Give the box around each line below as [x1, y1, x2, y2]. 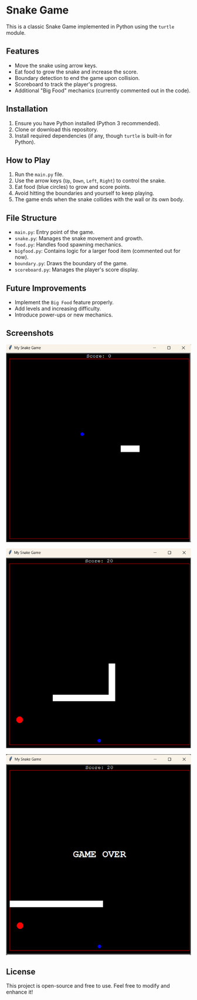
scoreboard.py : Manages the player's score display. [14, 266, 139, 274]
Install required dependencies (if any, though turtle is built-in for [14, 132, 172, 139]
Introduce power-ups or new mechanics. [14, 311, 113, 318]
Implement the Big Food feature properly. [14, 299, 114, 306]
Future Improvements [6, 283, 87, 293]
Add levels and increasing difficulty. [14, 305, 101, 312]
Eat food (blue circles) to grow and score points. [14, 184, 131, 191]
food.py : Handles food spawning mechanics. [14, 241, 123, 248]
